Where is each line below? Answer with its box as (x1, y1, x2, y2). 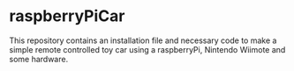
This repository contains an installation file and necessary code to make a (9, 35, 277, 46)
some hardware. (9, 53, 69, 64)
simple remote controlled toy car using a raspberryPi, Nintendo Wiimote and (9, 44, 286, 54)
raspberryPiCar (9, 6, 125, 26)
